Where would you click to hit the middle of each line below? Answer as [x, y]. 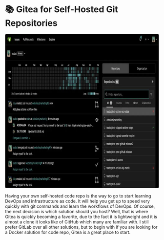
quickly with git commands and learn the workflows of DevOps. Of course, [80, 206]
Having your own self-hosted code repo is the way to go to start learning [78, 196]
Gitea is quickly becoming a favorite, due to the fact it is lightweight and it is [81, 217]
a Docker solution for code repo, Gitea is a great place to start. [68, 232]
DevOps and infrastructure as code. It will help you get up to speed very [78, 201]
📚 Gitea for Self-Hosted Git [62, 10]
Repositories [31, 23]
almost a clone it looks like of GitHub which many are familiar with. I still [77, 222]
